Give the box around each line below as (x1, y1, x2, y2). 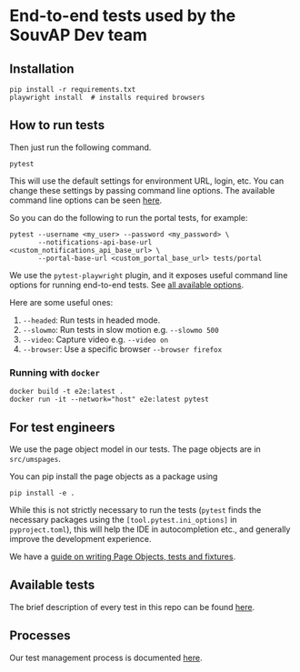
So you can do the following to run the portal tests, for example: (9, 212, 248, 223)
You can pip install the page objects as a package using (9, 470, 218, 482)
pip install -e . (9, 488, 75, 497)
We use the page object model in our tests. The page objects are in (9, 443, 261, 455)
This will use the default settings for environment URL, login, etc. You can (9, 175, 285, 186)
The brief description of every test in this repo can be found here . (9, 601, 255, 612)
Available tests (9, 577, 95, 593)
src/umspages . (9, 453, 61, 464)
